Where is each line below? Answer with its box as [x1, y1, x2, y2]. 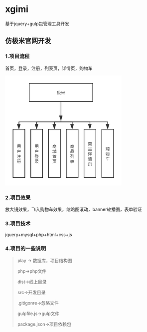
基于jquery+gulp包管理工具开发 [5, 20, 70, 26]
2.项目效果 [5, 194, 31, 201]
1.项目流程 [5, 53, 30, 60]
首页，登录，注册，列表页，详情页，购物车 [5, 65, 93, 71]
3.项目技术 [5, 220, 31, 227]
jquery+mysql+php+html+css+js [5, 232, 72, 238]
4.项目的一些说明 [5, 245, 46, 252]
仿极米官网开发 [5, 36, 51, 45]
